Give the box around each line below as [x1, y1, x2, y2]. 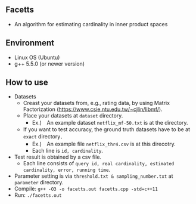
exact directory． [23, 133, 66, 140]
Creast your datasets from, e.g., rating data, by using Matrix [23, 100, 170, 107]
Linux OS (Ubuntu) [14, 54, 60, 61]
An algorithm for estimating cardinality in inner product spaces [14, 20, 168, 27]
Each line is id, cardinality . [32, 147, 104, 154]
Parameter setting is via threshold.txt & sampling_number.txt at [14, 172, 173, 180]
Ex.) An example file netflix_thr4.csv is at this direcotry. [32, 140, 176, 148]
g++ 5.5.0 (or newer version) [14, 60, 85, 67]
